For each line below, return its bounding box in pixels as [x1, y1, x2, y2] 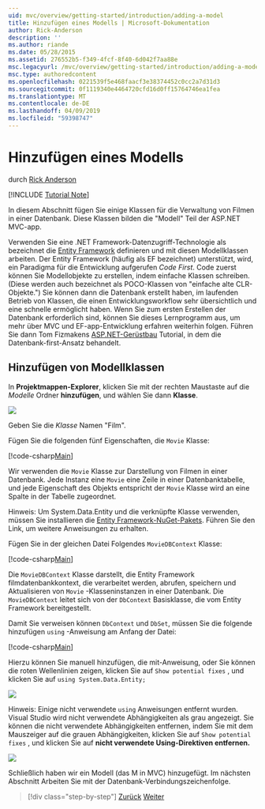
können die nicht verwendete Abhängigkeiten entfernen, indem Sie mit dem [8, 721, 254, 731]
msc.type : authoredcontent [8, 70, 97, 78]
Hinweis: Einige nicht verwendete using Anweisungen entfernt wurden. [8, 704, 238, 713]
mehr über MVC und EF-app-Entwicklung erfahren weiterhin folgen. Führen [8, 321, 254, 330]
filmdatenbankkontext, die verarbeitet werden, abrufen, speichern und [8, 578, 237, 587]
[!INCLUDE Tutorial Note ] [8, 190, 90, 199]
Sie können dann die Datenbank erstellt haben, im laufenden [42, 288, 239, 297]
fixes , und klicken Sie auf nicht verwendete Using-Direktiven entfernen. [8, 738, 251, 747]
